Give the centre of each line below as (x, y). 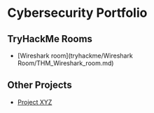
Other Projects (40, 85)
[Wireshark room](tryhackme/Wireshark (75, 55)
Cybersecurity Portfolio (77, 13)
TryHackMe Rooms (50, 39)
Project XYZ (35, 102)
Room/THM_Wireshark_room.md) (65, 63)
